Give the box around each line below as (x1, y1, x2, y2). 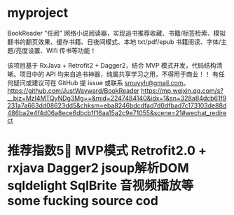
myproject (7, 5, 69, 21)
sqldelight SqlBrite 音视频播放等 (7, 178, 194, 193)
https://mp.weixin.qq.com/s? (141, 86, 224, 95)
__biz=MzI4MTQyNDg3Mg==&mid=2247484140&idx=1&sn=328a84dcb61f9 (7, 94, 227, 102)
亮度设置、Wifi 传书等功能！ (15, 46, 97, 54)
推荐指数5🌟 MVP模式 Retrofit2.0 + (7, 143, 207, 158)
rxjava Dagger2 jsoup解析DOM (7, 161, 189, 176)
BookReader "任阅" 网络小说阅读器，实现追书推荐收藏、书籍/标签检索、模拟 (7, 29, 226, 37)
